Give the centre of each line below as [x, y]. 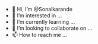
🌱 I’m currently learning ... [43, 22]
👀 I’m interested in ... [37, 15]
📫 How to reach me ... [39, 35]
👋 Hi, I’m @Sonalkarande [42, 9]
